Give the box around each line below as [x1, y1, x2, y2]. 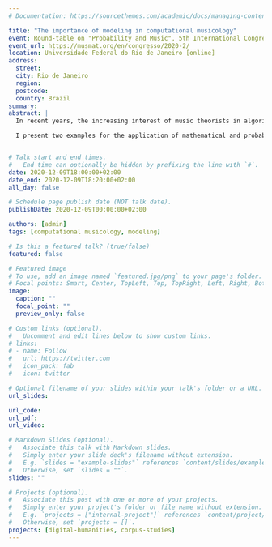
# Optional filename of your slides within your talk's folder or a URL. [8, 384, 263, 392]
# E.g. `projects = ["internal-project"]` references [8, 511, 201, 519]
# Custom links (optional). [8, 324, 104, 332]
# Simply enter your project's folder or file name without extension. [8, 503, 263, 511]
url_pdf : [8, 414, 38, 422]
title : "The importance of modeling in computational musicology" [8, 26, 237, 35]
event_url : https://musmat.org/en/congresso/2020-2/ [8, 41, 190, 49]
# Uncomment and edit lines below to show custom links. [8, 331, 212, 340]
